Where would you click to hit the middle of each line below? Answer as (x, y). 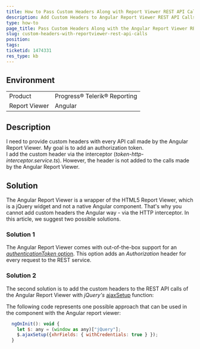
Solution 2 (21, 276)
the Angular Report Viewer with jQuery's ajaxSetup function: (80, 295)
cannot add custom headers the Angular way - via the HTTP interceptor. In (98, 213)
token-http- (129, 154)
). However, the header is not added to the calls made (124, 160)
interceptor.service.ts (32, 160)
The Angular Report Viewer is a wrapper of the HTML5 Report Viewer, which (100, 200)
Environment (31, 80)
